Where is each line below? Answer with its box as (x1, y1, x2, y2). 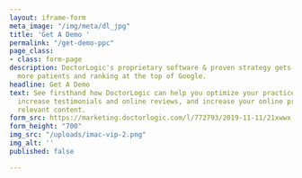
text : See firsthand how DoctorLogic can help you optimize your (9, 88, 259, 97)
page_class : (9, 47, 54, 56)
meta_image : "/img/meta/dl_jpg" (9, 22, 130, 31)
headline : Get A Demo (9, 80, 91, 89)
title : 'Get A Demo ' (9, 30, 91, 39)
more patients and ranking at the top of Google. (17, 72, 207, 81)
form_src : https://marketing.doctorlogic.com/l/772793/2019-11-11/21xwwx (9, 113, 292, 122)
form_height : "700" (9, 122, 83, 131)
